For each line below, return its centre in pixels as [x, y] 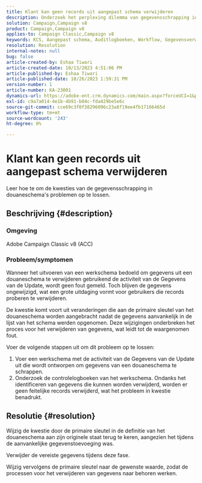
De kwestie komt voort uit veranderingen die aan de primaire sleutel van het [100, 310]
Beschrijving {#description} [60, 213]
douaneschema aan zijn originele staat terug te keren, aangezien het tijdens [100, 437]
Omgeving [22, 231]
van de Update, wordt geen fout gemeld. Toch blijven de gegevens [89, 285]
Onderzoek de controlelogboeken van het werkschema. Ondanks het [100, 378]
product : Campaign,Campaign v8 [45, 29]
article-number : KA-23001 [38, 90]
